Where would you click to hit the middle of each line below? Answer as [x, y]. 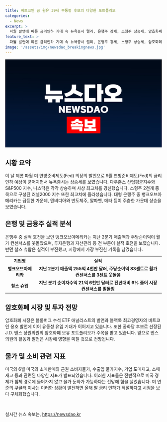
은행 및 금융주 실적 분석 [39, 224]
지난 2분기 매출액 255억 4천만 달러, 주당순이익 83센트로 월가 [98, 268]
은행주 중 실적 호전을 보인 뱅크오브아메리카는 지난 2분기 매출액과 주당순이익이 [80, 237]
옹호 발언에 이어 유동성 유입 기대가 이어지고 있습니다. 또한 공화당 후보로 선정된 [86, 326]
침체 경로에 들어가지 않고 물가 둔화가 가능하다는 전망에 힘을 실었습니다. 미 [85, 382]
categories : [17, 16]
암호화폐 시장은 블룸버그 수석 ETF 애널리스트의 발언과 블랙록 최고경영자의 [76, 320]
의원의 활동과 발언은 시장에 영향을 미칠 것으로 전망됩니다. [60, 339]
